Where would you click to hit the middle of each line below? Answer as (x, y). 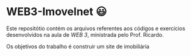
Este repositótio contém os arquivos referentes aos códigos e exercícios (96, 28)
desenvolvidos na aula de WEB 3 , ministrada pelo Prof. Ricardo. (85, 34)
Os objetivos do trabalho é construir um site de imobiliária (78, 46)
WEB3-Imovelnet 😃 (57, 12)
